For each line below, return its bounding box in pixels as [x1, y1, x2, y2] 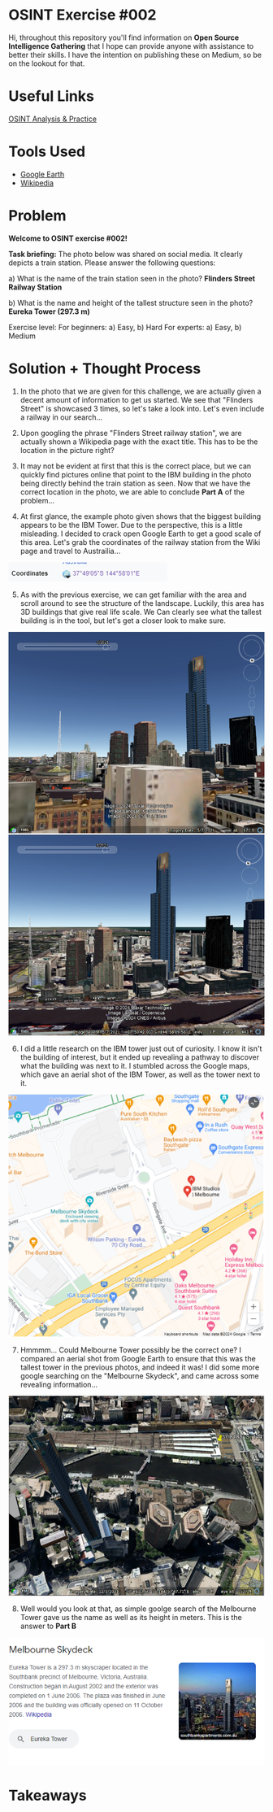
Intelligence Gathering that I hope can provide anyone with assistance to [8, 41, 254, 50]
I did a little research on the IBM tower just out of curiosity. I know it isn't [19, 1043, 262, 1054]
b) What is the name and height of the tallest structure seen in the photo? [8, 298, 253, 307]
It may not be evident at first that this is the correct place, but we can [19, 461, 252, 471]
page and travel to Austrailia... [19, 546, 121, 555]
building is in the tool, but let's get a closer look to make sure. [19, 616, 226, 625]
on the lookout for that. [8, 59, 85, 68]
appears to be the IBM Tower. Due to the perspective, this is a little [19, 520, 243, 529]
